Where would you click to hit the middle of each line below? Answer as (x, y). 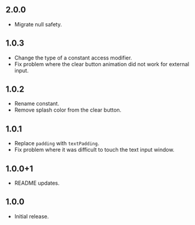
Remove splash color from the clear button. (68, 110)
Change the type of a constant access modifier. (73, 58)
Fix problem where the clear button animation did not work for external (102, 64)
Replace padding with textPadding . (57, 143)
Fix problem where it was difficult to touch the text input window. (94, 150)
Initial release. (31, 216)
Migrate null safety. (38, 24)
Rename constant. (37, 104)
